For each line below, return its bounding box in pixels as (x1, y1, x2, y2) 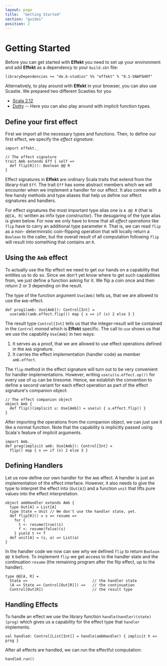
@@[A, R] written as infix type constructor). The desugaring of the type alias (5, 213, 161, 219)
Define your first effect (5, 118, 78, 126)
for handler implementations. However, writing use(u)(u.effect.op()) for (5, 371, 156, 377)
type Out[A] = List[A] (9, 504, 57, 509)
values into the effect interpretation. (5, 490, 79, 496)
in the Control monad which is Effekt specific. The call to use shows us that (5, 325, 161, 332)
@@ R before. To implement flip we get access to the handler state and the (5, 553, 159, 559)
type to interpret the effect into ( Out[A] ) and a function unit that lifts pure (5, 485, 156, 491)
